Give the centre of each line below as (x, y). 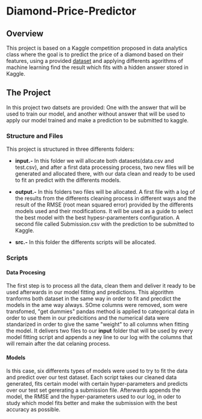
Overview (25, 34)
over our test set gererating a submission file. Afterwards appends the (93, 390)
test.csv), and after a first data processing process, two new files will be (104, 167)
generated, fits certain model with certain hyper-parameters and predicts (97, 384)
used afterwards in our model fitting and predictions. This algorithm (90, 292)
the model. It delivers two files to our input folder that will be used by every (100, 331)
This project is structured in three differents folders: (70, 149)
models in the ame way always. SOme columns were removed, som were (97, 305)
